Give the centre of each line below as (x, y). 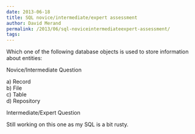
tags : (13, 35)
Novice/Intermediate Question (44, 70)
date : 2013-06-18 (28, 12)
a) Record (19, 82)
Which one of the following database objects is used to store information (97, 52)
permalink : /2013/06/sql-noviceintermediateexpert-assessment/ (88, 29)
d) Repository (23, 101)
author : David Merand (34, 23)
